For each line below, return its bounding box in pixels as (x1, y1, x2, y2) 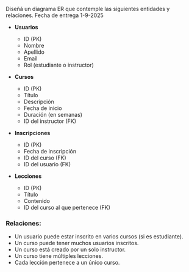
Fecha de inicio (23, 105, 62, 112)
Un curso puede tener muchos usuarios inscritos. (14, 240, 139, 247)
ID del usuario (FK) (23, 161, 71, 167)
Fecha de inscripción (23, 148, 77, 155)
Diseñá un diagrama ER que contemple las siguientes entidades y (5, 6, 170, 12)
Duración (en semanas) (23, 111, 83, 118)
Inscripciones (14, 130, 51, 136)
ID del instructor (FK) (23, 117, 77, 125)
